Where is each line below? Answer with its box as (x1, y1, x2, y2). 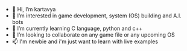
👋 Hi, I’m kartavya (11, 6, 56, 13)
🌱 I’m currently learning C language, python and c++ (11, 25, 143, 32)
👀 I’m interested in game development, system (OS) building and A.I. (11, 12, 182, 19)
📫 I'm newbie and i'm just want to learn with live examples (11, 38, 159, 45)
